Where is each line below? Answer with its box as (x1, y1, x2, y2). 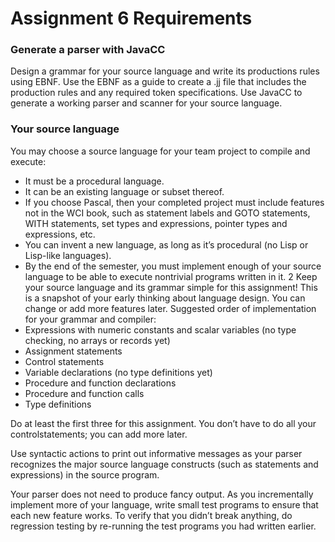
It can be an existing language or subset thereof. (24, 185, 225, 197)
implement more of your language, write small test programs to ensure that (10, 498, 319, 511)
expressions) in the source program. (10, 468, 160, 481)
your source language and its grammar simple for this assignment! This (24, 281, 318, 293)
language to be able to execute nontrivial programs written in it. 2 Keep (24, 270, 318, 282)
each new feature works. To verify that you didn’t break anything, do (10, 509, 293, 521)
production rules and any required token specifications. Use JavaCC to (10, 87, 303, 99)
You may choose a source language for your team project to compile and (10, 145, 311, 157)
